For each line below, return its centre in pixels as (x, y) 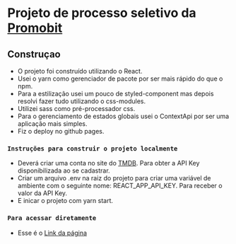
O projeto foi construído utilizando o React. (80, 71)
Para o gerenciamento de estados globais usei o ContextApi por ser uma (123, 116)
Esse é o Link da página (52, 233)
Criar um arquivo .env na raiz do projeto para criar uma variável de (114, 178)
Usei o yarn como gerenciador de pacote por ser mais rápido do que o (120, 79)
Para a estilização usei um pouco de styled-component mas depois (116, 94)
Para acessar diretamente (52, 218)
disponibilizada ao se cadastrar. (64, 170)
